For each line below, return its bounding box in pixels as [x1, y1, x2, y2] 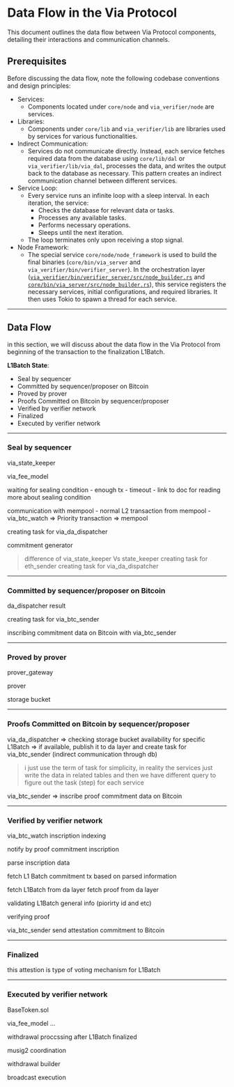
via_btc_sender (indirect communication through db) [7, 750, 158, 758]
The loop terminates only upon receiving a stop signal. [27, 236, 185, 244]
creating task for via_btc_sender [7, 615, 100, 624]
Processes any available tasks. [38, 213, 127, 222]
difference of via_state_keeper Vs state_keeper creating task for [24, 554, 208, 562]
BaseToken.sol [7, 1005, 49, 1014]
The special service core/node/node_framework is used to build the [27, 250, 217, 259]
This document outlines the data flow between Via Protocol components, [7, 28, 217, 36]
